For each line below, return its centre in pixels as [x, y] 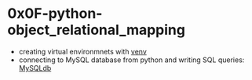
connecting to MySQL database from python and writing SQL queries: [131, 60]
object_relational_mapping [97, 30]
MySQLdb [35, 68]
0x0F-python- [55, 14]
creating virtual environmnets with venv [82, 51]
